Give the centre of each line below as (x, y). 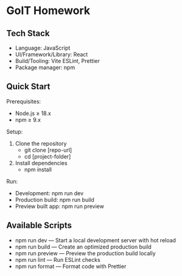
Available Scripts (39, 226)
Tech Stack (28, 33)
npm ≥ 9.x (28, 119)
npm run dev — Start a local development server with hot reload (96, 240)
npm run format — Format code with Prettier (71, 266)
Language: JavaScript (43, 48)
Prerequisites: (24, 101)
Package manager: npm (45, 67)
